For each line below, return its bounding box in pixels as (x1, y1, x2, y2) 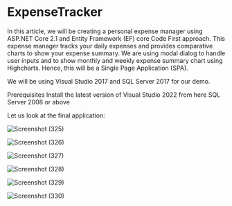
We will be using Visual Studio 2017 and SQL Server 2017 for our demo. (7, 77, 211, 85)
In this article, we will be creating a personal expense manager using (7, 27, 203, 35)
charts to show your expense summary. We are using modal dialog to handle (7, 49, 226, 57)
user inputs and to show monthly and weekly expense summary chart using (7, 56, 223, 64)
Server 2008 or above (7, 97, 71, 106)
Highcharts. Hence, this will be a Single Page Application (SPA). (7, 64, 188, 72)
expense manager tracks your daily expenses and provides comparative (7, 41, 213, 50)
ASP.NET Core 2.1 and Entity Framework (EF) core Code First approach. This (7, 34, 225, 42)
